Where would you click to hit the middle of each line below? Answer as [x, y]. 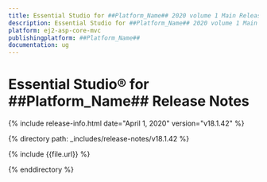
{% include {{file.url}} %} [49, 154]
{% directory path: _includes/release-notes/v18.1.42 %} [99, 139]
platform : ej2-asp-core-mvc [55, 30]
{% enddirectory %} [41, 170]
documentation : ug [39, 45]
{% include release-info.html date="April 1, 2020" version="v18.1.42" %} [126, 123]
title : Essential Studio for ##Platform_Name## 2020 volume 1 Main [122, 15]
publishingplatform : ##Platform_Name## [74, 38]
